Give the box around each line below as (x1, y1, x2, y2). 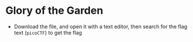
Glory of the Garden (5, 4, 104, 17)
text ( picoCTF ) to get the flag (13, 29, 82, 36)
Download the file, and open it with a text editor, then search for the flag (13, 23, 188, 30)
